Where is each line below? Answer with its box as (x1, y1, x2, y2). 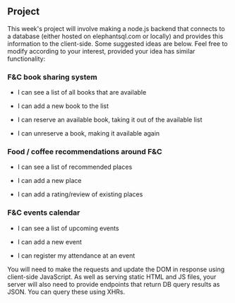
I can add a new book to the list (17, 102, 109, 110)
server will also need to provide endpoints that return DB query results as (7, 280, 220, 288)
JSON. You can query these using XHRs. (7, 287, 126, 296)
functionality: (7, 54, 46, 63)
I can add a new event (17, 237, 83, 246)
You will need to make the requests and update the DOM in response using (7, 265, 225, 273)
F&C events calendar (7, 208, 80, 218)
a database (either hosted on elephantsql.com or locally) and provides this (7, 32, 224, 40)
